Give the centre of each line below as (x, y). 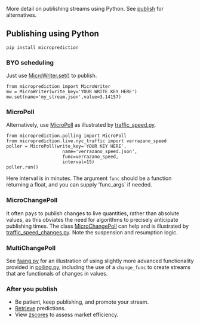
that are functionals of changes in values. (57, 273)
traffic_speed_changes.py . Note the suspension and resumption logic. (92, 232)
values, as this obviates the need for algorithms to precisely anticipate (92, 219)
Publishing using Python (53, 34)
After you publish (32, 289)
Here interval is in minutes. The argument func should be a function (89, 178)
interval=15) (79, 162)
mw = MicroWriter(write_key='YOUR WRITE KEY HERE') (72, 92)
